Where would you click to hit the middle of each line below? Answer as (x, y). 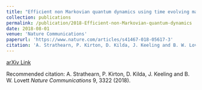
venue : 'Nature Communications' (47, 34)
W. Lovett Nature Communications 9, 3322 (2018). (69, 80)
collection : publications (38, 17)
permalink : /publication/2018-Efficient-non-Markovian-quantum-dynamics (99, 23)
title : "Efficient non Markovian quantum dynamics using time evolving (98, 12)
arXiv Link (19, 62)
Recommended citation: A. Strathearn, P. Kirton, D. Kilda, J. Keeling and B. (98, 74)
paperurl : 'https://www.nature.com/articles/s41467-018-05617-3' (90, 40)
